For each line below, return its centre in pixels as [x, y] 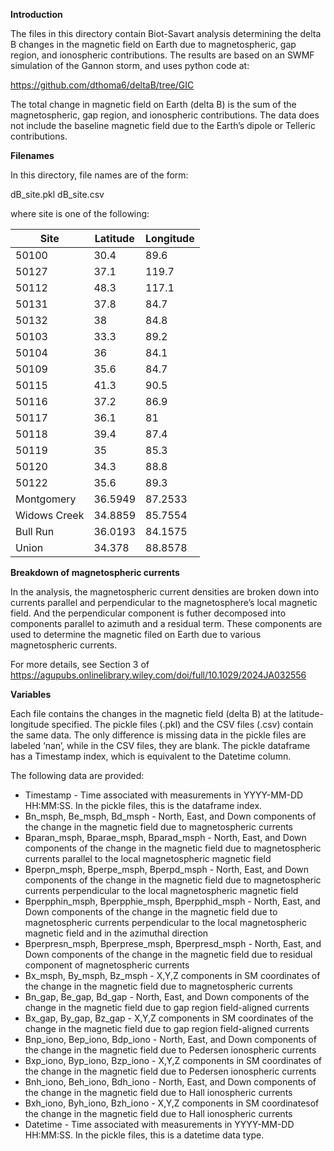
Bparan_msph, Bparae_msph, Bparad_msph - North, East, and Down [165, 837]
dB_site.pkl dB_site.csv [57, 194]
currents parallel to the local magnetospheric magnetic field [148, 858]
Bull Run [35, 531]
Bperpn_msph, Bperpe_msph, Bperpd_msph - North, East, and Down [167, 869]
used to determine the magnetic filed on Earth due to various [136, 634]
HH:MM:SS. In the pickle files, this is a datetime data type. [144, 1135]
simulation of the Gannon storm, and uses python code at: [130, 65]
